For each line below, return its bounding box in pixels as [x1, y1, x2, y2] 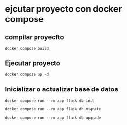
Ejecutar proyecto [5, 59, 61, 68]
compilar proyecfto [5, 33, 64, 41]
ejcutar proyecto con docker [5, 3, 122, 15]
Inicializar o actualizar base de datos [5, 85, 118, 93]
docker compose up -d [5, 72, 49, 77]
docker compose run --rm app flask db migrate [5, 107, 101, 111]
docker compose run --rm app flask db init [5, 98, 95, 103]
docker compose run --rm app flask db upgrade [5, 115, 101, 120]
